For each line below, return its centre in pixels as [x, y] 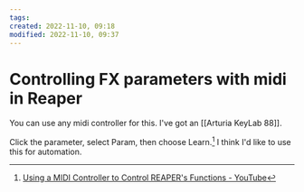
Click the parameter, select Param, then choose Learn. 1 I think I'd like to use [150, 141]
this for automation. [46, 151]
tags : [19, 18]
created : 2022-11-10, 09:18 [62, 26]
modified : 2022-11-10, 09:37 [64, 34]
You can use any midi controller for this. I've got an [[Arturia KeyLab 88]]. [146, 123]
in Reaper [46, 98]
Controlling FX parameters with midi [148, 79]
